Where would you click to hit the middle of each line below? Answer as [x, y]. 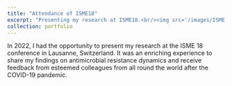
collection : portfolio [40, 26]
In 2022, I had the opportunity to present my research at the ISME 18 [105, 46]
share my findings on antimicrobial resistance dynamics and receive [105, 61]
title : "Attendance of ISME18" [52, 13]
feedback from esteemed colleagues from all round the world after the [108, 68]
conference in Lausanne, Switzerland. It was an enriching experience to [110, 53]
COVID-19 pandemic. [37, 75]
